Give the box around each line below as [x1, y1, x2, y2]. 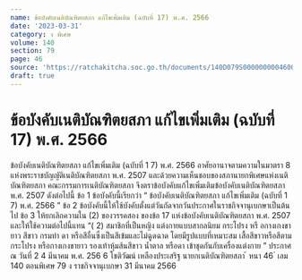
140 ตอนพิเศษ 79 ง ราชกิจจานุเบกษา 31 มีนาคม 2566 [10, 260, 177, 271]
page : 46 [10, 55, 43, 64]
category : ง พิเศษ [10, 30, 72, 38]
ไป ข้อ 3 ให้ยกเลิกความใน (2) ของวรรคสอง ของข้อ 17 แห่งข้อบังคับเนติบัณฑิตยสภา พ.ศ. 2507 [10, 209, 291, 220]
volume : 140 [10, 38, 55, 47]
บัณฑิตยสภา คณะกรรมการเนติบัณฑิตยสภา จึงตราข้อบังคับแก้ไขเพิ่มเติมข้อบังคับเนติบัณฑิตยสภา [10, 180, 286, 191]
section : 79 [10, 47, 55, 55]
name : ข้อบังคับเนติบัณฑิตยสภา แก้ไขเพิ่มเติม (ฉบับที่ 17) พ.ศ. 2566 [10, 13, 210, 22]
